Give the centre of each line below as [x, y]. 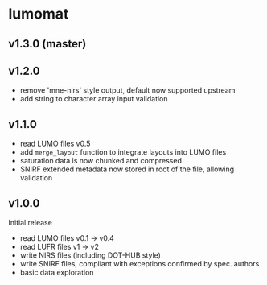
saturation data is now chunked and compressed [101, 161]
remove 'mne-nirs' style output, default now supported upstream [127, 90]
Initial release [30, 223]
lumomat [39, 14]
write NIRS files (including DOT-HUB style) [90, 255]
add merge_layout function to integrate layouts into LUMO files [123, 152]
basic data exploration [57, 273]
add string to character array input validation [94, 99]
